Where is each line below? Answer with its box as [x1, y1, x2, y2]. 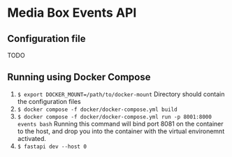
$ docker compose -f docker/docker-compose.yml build [17, 106, 177, 113]
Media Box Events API [7, 5, 137, 21]
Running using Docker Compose [7, 71, 151, 83]
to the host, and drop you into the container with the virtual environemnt [17, 127, 225, 135]
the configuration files [17, 97, 82, 105]
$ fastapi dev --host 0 [17, 143, 87, 150]
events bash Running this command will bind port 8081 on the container [17, 119, 224, 128]
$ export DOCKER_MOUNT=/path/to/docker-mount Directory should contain [17, 89, 225, 98]
